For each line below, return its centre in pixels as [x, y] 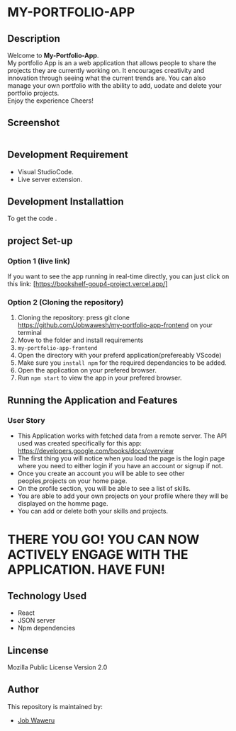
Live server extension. [50, 179]
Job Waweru [36, 720]
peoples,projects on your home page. [72, 481]
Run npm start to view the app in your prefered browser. [100, 378]
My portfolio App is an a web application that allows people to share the [112, 63]
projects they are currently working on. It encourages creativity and [106, 70]
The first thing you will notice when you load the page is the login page [121, 458]
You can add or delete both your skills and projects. [93, 511]
